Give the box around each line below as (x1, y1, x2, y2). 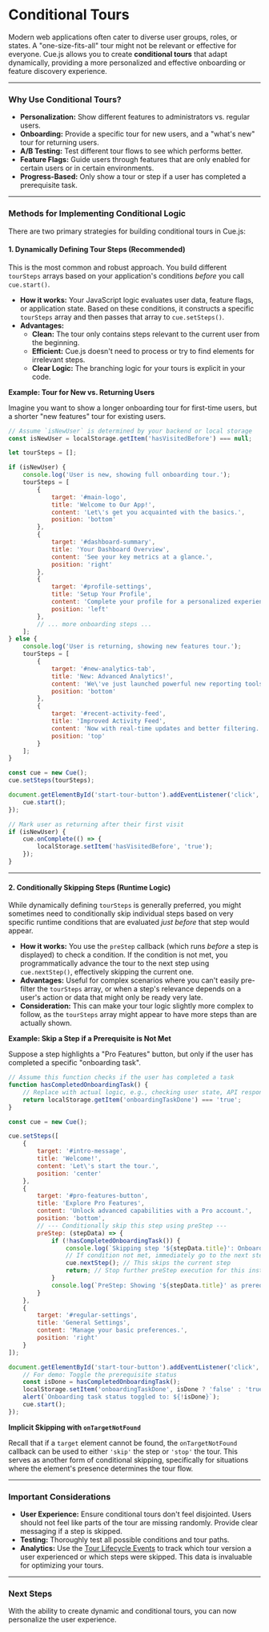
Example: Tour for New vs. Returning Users (8, 387, 155, 397)
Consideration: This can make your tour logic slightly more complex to (19, 1001, 254, 1011)
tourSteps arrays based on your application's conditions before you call (8, 271, 244, 280)
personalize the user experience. (8, 1615, 117, 1625)
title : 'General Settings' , (37, 1319, 130, 1327)
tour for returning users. (19, 138, 100, 148)
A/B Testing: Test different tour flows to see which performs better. (19, 146, 243, 156)
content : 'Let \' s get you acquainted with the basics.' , (50, 508, 246, 516)
